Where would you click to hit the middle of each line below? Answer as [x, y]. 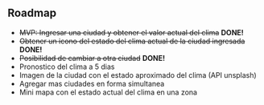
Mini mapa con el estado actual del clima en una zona [108, 92]
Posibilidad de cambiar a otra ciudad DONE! [92, 58]
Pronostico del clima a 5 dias [67, 67]
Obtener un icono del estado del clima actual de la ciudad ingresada [132, 41]
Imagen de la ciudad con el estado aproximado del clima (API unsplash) [138, 75]
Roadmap [32, 13]
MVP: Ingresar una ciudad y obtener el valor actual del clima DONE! [132, 32]
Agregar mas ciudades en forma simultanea [92, 83]
